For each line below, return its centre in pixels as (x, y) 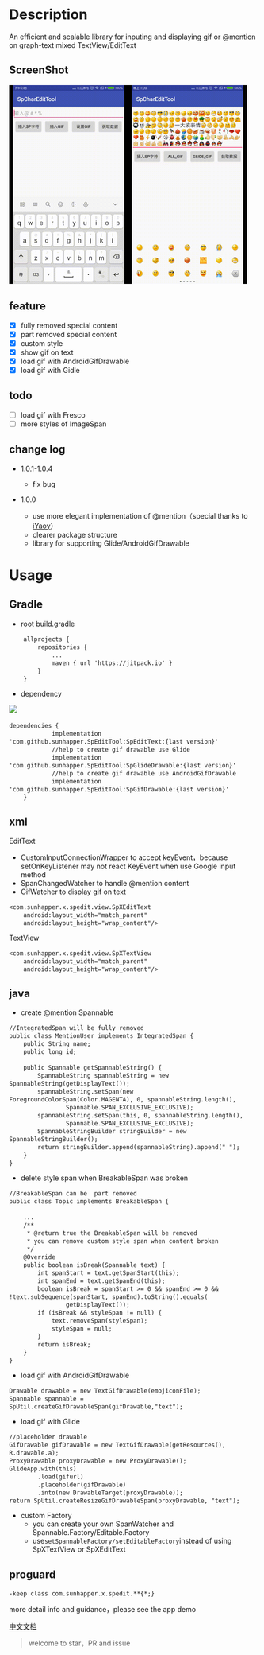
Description (48, 15)
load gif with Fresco (53, 414)
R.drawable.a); (34, 1453)
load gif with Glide (50, 1422)
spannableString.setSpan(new (86, 1092)
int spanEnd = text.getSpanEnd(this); (101, 1281)
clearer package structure (75, 534)
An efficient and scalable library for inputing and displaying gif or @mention (132, 37)
